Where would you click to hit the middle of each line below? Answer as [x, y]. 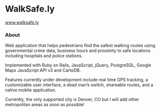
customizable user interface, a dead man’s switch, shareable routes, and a [79, 85]
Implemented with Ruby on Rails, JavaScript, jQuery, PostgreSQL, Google [78, 65]
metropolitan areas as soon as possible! [45, 105]
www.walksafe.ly [22, 22]
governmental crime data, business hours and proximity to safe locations [78, 51]
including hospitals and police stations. [44, 56]
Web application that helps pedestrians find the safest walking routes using [80, 46]
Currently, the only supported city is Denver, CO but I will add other [72, 99]
